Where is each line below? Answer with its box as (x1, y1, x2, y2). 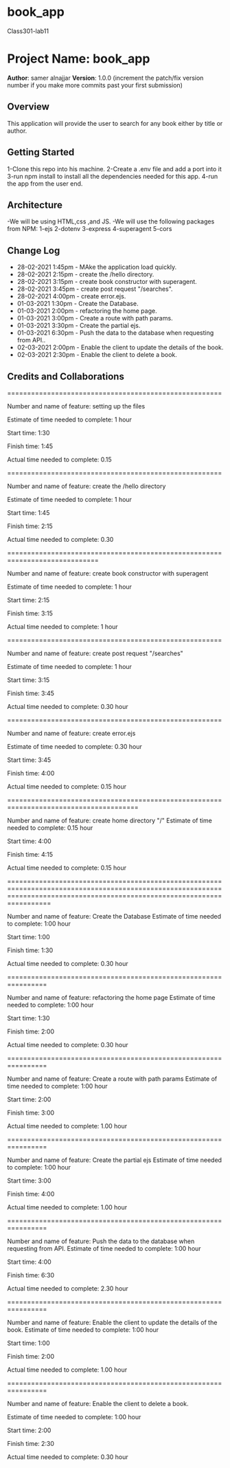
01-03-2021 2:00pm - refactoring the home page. (16, 307, 157, 315)
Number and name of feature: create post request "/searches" (7, 649, 183, 657)
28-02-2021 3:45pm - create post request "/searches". (16, 285, 173, 293)
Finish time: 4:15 (7, 850, 54, 858)
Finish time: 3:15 (7, 609, 53, 617)
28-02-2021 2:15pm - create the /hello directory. (16, 270, 154, 278)
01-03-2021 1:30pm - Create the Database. (16, 300, 139, 308)
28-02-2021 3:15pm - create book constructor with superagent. (16, 278, 197, 286)
